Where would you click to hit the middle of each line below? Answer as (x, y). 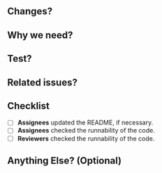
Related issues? (43, 82)
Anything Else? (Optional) (65, 160)
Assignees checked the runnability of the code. (86, 131)
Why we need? (40, 35)
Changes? (30, 11)
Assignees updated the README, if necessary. (85, 123)
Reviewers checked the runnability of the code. (86, 138)
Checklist (29, 106)
